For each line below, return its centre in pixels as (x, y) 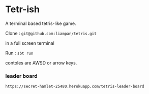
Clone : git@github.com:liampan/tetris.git (51, 33)
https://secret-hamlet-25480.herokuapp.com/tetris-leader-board (75, 87)
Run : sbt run (19, 53)
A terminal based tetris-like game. (41, 23)
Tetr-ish (22, 9)
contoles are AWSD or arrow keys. (41, 62)
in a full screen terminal (30, 43)
